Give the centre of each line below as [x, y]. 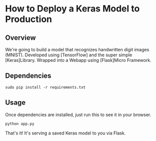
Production [29, 19]
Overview [21, 38]
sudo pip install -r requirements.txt [45, 87]
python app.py [20, 124]
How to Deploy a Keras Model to [73, 9]
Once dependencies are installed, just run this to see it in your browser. [78, 115]
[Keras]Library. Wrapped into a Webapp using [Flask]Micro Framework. [78, 60]
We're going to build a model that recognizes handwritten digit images [77, 50]
